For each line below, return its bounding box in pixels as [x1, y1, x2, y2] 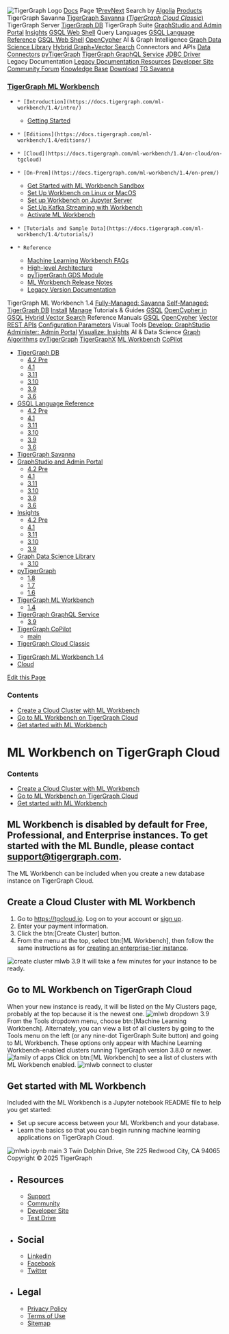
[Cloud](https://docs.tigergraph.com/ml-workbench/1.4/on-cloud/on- [23, 151, 223, 158]
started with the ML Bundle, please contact [7, 840, 195, 852]
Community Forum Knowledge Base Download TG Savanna [7, 65, 174, 73]
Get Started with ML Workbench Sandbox [27, 181, 145, 190]
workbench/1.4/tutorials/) [16, 231, 94, 238]
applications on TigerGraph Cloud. [16, 1133, 114, 1142]
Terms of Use [27, 1311, 66, 1320]
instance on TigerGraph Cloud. [7, 877, 94, 885]
